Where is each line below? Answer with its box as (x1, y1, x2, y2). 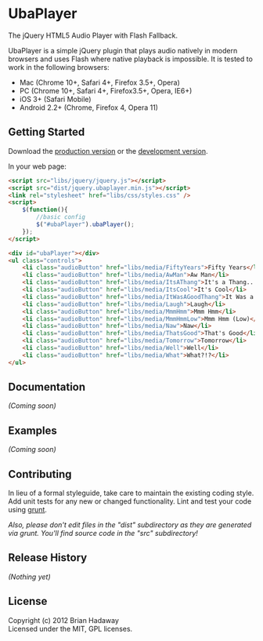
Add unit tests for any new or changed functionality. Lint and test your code (8, 497, 252, 506)
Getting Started (8, 126, 85, 139)
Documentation (8, 381, 86, 394)
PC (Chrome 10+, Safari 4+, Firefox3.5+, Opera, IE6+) (19, 86, 193, 95)
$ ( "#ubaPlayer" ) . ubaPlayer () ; (36, 220, 135, 228)
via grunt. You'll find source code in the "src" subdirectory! (8, 529, 198, 538)
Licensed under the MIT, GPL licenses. (8, 624, 133, 633)
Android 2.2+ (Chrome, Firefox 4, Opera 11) (19, 103, 159, 112)
